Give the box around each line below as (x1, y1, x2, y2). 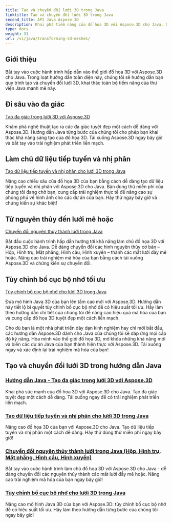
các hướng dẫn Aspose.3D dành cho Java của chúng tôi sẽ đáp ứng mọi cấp (5, 330, 166, 336)
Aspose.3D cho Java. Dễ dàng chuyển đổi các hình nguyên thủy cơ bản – (5, 244, 160, 250)
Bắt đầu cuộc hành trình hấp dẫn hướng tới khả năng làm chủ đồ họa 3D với (5, 238, 165, 245)
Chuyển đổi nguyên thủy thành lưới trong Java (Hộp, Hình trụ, (5, 447, 161, 454)
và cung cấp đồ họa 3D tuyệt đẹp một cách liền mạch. (5, 315, 120, 321)
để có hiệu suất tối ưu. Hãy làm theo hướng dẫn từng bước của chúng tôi (5, 506, 158, 513)
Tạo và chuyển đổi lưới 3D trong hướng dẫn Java (5, 361, 162, 370)
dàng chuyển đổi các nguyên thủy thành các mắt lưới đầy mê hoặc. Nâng (5, 471, 160, 477)
